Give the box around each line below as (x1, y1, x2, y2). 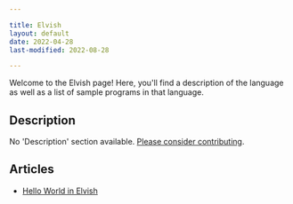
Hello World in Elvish (21, 185, 98, 196)
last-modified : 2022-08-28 (9, 45, 110, 54)
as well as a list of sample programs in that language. (9, 87, 205, 98)
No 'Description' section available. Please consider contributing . (9, 137, 245, 147)
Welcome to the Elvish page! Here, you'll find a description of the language (9, 77, 284, 89)
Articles (9, 161, 55, 177)
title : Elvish (9, 20, 62, 29)
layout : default (9, 28, 69, 38)
